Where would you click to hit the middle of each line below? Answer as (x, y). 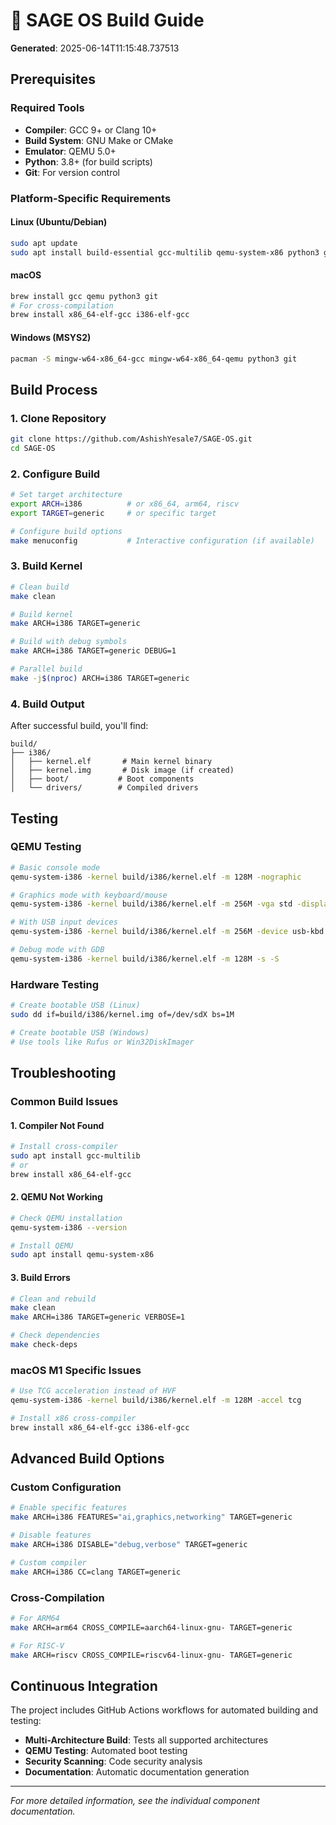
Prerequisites (53, 79)
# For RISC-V (37, 1645)
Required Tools (47, 108)
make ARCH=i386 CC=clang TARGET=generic (96, 1572)
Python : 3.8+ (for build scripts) (88, 161)
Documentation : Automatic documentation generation (137, 1772)
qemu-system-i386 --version (69, 1227)
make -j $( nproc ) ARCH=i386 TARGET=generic (100, 678)
